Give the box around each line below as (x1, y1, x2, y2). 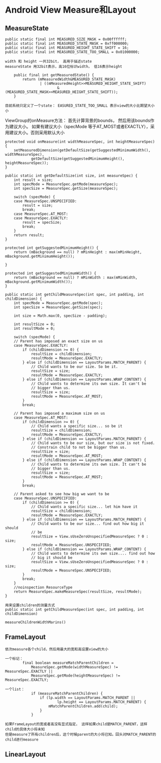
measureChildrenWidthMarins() (5, 620, 66, 625)
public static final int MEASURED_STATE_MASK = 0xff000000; (5, 41, 129, 46)
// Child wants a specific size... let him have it (31, 504, 138, 509)
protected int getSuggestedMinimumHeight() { (5, 245, 98, 250)
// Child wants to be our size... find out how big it (31, 521, 145, 526)
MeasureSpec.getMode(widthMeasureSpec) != (31, 665, 118, 669)
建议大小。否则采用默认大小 (9, 130, 64, 135)
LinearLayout (5, 750, 46, 759)
